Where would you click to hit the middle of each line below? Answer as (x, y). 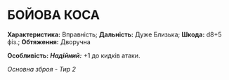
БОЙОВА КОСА (54, 15)
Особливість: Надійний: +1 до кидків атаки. (74, 55)
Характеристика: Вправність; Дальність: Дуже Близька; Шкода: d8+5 (115, 34)
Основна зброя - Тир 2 (41, 69)
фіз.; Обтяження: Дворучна (49, 41)
